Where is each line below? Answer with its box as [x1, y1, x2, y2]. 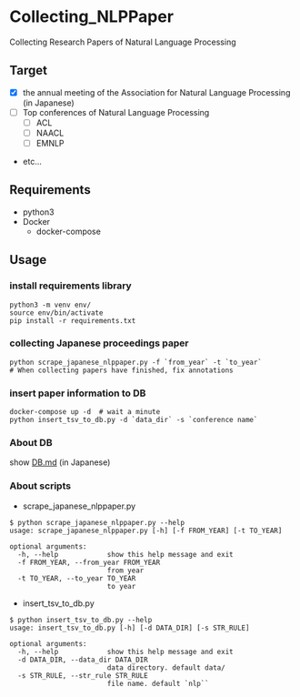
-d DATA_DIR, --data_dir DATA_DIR [17, 655, 148, 664]
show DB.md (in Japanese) [9, 457, 111, 468]
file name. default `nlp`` [106, 679, 209, 688]
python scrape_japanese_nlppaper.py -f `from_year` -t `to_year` [9, 358, 262, 367]
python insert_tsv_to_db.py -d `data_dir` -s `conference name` [9, 416, 258, 425]
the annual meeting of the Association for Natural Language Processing [22, 86, 291, 97]
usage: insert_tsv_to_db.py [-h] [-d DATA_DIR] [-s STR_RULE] [9, 623, 250, 632]
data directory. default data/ [106, 662, 225, 672]
